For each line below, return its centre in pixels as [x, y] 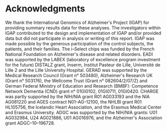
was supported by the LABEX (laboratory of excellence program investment [83, 59]
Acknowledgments [45, 9]
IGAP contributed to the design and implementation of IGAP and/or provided [83, 33]
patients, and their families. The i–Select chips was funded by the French [80, 49]
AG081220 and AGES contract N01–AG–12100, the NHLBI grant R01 [74, 102]
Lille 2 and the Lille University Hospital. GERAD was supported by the [76, 70]
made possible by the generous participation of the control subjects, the [79, 43]
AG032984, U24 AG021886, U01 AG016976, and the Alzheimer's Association [84, 118]
